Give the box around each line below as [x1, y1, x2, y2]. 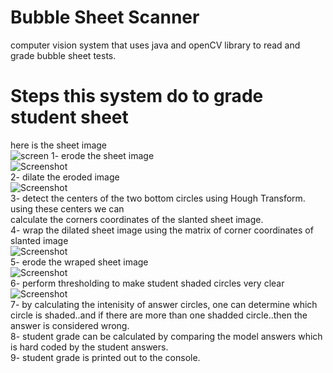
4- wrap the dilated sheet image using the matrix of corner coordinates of [10, 224, 314, 236]
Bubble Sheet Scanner [10, 6, 200, 29]
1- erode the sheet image [50, 149, 155, 161]
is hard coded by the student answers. [10, 341, 169, 353]
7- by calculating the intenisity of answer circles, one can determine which [10, 298, 318, 310]
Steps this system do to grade [10, 85, 264, 108]
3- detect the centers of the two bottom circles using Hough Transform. [10, 192, 306, 204]
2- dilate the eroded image [10, 171, 120, 183]
